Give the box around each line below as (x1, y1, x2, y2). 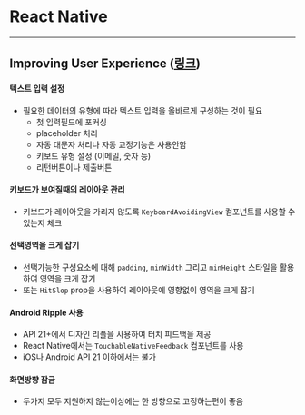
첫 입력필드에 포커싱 (35, 116, 107, 127)
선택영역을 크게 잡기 (9, 240, 80, 251)
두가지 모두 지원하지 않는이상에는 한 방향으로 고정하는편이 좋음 (22, 396, 243, 407)
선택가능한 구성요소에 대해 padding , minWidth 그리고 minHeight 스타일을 (22, 262, 278, 272)
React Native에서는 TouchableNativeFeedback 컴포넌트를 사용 (22, 341, 244, 351)
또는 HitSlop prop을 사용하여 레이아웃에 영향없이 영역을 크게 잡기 (22, 284, 256, 295)
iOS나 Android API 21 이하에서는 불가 (22, 351, 157, 362)
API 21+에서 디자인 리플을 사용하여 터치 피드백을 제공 (22, 329, 212, 340)
